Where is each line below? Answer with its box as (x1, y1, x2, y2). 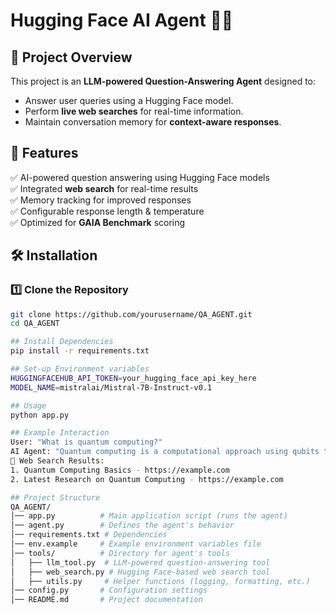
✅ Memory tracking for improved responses (10, 194, 192, 206)
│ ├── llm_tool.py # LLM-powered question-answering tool (10, 557, 271, 568)
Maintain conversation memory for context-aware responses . (24, 116, 282, 128)
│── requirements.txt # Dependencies (10, 530, 168, 540)
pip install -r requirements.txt (10, 346, 150, 356)
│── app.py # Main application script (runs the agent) (10, 511, 288, 521)
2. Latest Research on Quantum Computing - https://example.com (10, 474, 284, 484)
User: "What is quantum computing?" (10, 437, 163, 448)
